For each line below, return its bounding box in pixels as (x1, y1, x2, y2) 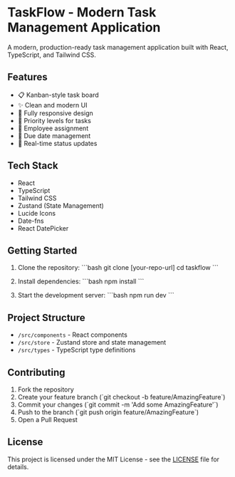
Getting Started (7, 244, 78, 256)
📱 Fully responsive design (17, 108, 94, 117)
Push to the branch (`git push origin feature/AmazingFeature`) (17, 408, 199, 416)
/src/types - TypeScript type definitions (17, 346, 136, 355)
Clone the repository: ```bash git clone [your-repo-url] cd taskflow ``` (17, 263, 219, 272)
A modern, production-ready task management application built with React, (7, 43, 229, 51)
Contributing (7, 366, 66, 378)
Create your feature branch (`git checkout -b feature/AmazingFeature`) (17, 393, 226, 401)
